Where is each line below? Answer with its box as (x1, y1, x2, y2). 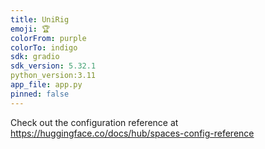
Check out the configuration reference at (10, 116, 179, 128)
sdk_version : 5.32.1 (10, 61, 97, 71)
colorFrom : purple (10, 33, 87, 43)
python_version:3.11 (10, 71, 97, 81)
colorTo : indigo (10, 42, 78, 53)
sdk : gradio (10, 52, 60, 62)
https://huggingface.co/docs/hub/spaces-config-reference (10, 127, 255, 139)
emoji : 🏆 (10, 24, 51, 34)
